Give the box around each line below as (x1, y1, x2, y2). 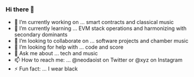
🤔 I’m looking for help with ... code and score (14, 43, 124, 51)
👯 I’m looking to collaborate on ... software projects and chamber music (14, 38, 189, 45)
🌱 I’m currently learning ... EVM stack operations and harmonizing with (14, 25, 187, 32)
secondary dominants (14, 31, 68, 38)
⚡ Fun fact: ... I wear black (14, 65, 78, 72)
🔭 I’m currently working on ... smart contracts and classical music (14, 19, 174, 26)
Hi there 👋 (5, 5, 35, 14)
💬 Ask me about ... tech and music (14, 50, 98, 57)
